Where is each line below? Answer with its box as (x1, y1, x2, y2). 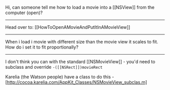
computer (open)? (5, 10, 43, 16)
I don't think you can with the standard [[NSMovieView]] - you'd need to (5, 59, 155, 65)
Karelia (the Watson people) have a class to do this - (5, 74, 114, 80)
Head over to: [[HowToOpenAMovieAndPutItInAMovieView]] (5, 24, 131, 30)
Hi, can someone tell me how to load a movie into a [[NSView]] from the (5, 5, 155, 10)
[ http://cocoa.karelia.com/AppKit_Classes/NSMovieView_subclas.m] (5, 79, 148, 85)
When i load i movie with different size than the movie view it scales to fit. (5, 39, 158, 44)
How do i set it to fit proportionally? (5, 44, 78, 50)
